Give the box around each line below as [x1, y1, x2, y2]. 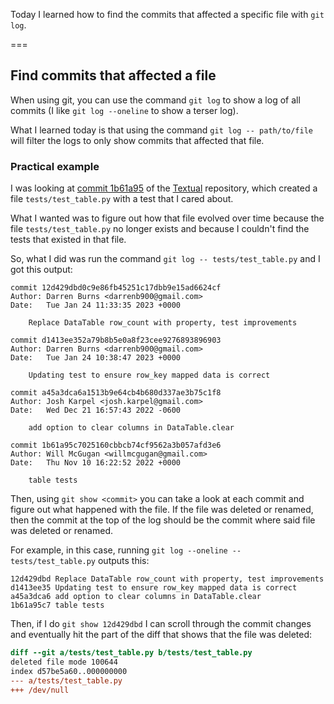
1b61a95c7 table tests [10, 600, 105, 611]
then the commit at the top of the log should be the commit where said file [10, 514, 316, 526]
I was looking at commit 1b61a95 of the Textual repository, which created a [10, 182, 318, 194]
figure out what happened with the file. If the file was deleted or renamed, [10, 504, 314, 516]
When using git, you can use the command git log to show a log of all [10, 94, 301, 106]
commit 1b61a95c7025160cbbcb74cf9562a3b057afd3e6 [10, 440, 222, 451]
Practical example [10, 159, 100, 173]
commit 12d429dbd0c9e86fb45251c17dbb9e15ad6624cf [10, 283, 222, 293]
